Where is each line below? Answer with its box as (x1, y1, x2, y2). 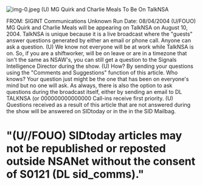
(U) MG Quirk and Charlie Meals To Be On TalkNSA (41, 6, 169, 13)
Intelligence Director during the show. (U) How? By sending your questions (6, 62, 193, 70)
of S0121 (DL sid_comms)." (6, 167, 144, 181)
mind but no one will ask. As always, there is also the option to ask (6, 82, 173, 89)
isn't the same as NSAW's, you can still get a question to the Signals (6, 56, 177, 63)
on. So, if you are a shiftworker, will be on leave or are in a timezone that (6, 50, 187, 57)
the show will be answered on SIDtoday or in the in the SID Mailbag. (6, 108, 176, 115)
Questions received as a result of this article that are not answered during (6, 101, 190, 108)
